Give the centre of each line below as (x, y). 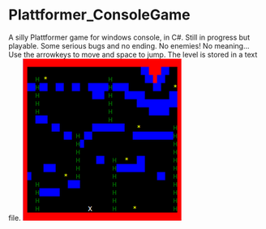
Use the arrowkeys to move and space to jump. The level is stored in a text (133, 54)
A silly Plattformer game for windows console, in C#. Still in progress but (129, 37)
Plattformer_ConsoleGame (99, 15)
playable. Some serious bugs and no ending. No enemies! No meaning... (129, 45)
